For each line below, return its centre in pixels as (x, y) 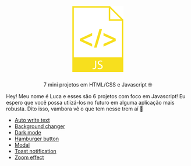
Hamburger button (37, 139)
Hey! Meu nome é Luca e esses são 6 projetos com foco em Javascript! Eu (96, 96)
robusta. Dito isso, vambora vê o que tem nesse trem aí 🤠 (75, 109)
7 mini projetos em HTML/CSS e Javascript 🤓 (98, 84)
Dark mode (28, 132)
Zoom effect (29, 157)
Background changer (40, 126)
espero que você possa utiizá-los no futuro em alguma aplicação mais (90, 102)
